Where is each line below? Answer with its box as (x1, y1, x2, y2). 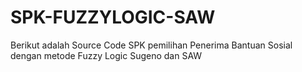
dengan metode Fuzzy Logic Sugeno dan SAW (10, 49, 203, 61)
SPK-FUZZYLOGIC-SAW (10, 6, 216, 29)
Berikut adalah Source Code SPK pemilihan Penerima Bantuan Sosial (10, 39, 293, 51)
